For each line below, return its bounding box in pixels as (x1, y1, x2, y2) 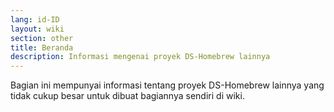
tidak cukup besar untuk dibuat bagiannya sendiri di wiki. (10, 90, 245, 102)
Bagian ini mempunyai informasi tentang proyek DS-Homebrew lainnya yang (10, 79, 325, 91)
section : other (10, 33, 74, 43)
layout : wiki (10, 24, 65, 34)
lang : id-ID (10, 14, 60, 25)
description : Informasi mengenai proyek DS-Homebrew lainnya (10, 52, 271, 62)
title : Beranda (10, 42, 74, 53)
